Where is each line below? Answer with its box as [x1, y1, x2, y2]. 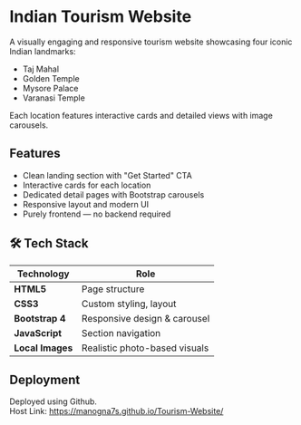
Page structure [81, 283, 145, 295]
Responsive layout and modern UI [22, 198, 150, 209]
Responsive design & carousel [81, 312, 210, 324]
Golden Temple [22, 72, 80, 83]
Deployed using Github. [9, 396, 98, 407]
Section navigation [81, 326, 161, 339]
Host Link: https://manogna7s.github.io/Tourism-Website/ [9, 406, 224, 417]
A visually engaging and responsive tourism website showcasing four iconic [9, 36, 293, 47]
